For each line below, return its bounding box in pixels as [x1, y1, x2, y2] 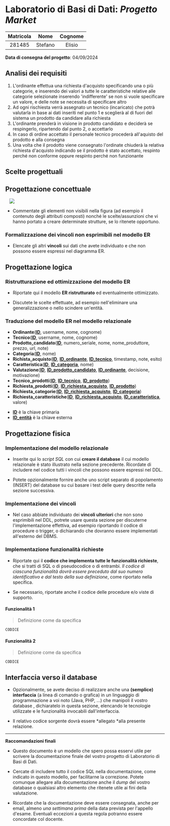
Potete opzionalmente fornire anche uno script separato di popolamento [12, 476, 163, 483]
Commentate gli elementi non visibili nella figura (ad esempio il [12, 207, 143, 214]
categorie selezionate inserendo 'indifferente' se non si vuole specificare [12, 93, 164, 100]
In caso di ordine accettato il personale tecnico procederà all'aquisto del [12, 131, 163, 137]
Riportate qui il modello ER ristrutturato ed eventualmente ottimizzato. [12, 290, 159, 296]
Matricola [8, 33, 31, 40]
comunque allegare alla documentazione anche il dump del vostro [12, 779, 150, 785]
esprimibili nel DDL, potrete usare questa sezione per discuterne [12, 517, 147, 523]
